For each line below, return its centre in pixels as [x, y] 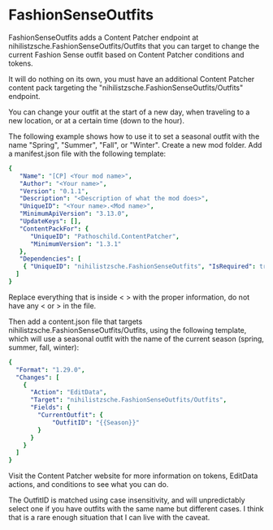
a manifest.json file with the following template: [87, 153]
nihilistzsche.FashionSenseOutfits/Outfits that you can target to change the [134, 45]
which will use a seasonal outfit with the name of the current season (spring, [136, 338]
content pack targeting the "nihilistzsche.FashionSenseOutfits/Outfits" [126, 88]
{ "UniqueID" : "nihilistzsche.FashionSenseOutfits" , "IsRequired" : [139, 267]
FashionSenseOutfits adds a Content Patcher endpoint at [104, 37]
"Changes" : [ [38, 377]
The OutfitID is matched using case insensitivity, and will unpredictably [127, 500]
